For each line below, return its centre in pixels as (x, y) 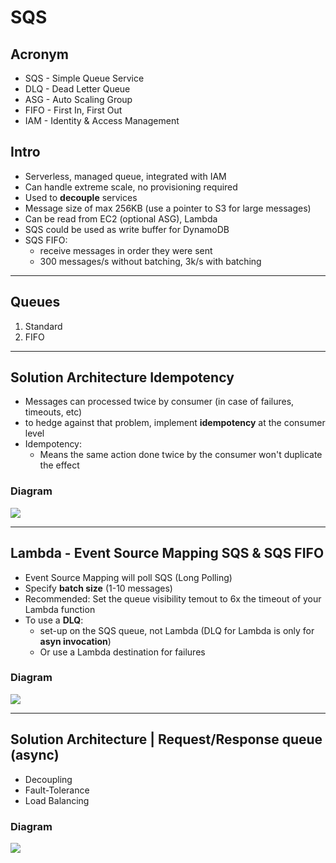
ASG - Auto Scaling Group (78, 99)
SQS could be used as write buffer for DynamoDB (127, 229)
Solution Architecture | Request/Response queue (166, 739)
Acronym (39, 54)
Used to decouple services (81, 197)
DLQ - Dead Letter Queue (77, 89)
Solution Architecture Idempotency (122, 377)
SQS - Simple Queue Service (84, 78)
